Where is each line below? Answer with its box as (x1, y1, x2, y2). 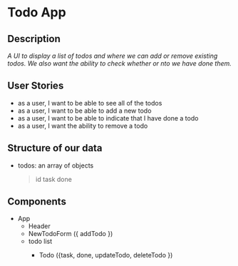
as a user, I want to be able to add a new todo (17, 106, 152, 115)
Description (7, 33, 61, 45)
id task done (35, 175, 73, 183)
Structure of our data (7, 142, 103, 154)
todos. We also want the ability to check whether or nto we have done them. (7, 59, 232, 68)
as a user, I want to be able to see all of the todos (17, 98, 162, 107)
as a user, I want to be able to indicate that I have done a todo (17, 113, 199, 122)
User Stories (7, 80, 64, 92)
